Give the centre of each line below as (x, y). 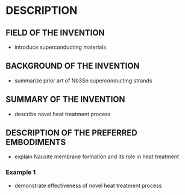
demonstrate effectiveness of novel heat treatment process (88, 185)
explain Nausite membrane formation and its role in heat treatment (96, 156)
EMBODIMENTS (36, 142)
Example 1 (21, 172)
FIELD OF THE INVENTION (55, 33)
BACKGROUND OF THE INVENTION (73, 66)
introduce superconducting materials (60, 47)
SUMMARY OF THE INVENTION (65, 100)
